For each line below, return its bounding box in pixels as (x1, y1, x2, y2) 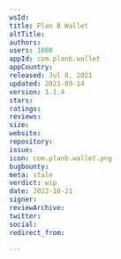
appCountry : (9, 63, 53, 72)
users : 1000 (9, 46, 53, 55)
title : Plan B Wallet (9, 21, 89, 30)
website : (9, 129, 42, 138)
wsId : (9, 12, 29, 22)
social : (9, 220, 38, 229)
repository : (9, 137, 53, 146)
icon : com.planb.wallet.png (9, 153, 113, 163)
